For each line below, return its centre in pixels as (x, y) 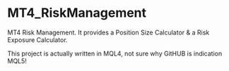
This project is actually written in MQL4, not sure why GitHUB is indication (115, 53)
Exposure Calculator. (38, 39)
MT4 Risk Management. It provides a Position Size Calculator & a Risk (108, 32)
